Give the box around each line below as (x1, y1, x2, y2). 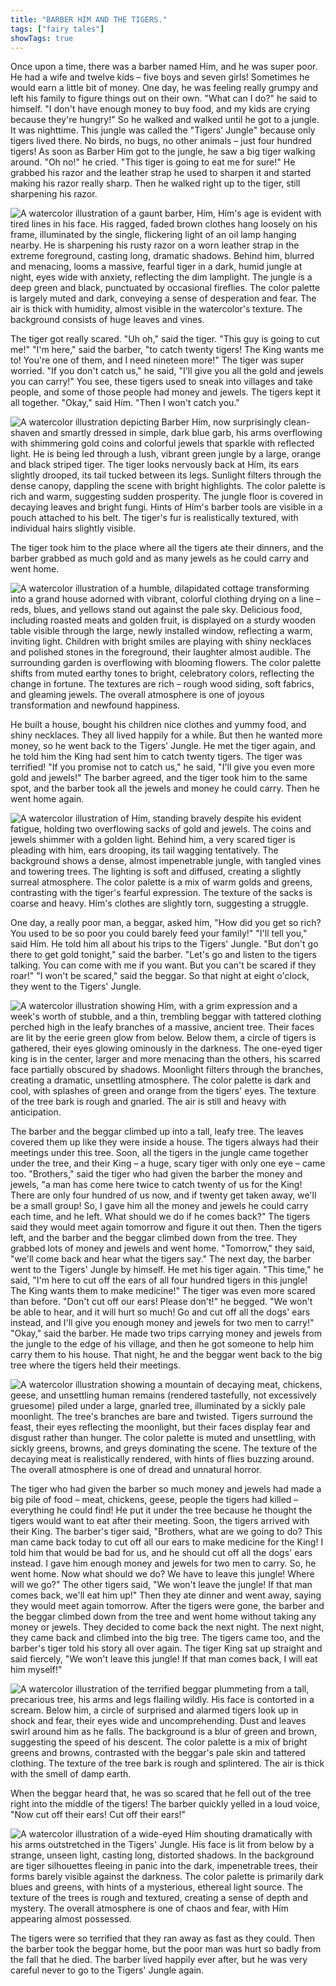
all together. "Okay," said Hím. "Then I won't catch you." (10, 397, 240, 409)
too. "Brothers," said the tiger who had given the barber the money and (10, 1168, 303, 1180)
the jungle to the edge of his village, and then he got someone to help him (10, 1338, 315, 1350)
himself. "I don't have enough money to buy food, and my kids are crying (10, 103, 311, 115)
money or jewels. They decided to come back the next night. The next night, (10, 1621, 325, 1633)
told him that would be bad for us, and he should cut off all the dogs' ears (10, 1547, 313, 1559)
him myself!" (10, 1664, 63, 1676)
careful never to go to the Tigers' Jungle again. (10, 1964, 205, 1976)
